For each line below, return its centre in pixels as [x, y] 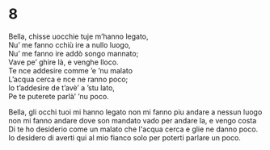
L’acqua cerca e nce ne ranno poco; [68, 79]
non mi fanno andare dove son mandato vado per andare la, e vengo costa [133, 120]
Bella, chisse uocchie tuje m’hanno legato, [78, 36]
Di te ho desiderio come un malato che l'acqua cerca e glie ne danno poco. [133, 129]
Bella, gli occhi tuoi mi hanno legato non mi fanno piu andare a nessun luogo [135, 112]
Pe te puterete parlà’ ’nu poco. [59, 96]
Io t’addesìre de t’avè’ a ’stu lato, [62, 87]
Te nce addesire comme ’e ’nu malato [71, 70]
